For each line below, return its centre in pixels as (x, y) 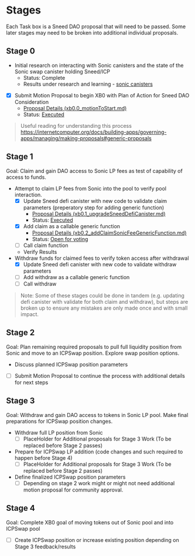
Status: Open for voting (60, 239)
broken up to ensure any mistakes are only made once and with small (104, 308)
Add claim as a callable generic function (72, 226)
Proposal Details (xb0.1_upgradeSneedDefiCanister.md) (99, 213)
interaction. (28, 195)
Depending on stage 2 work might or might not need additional (99, 483)
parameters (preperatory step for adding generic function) (94, 207)
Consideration (31, 102)
